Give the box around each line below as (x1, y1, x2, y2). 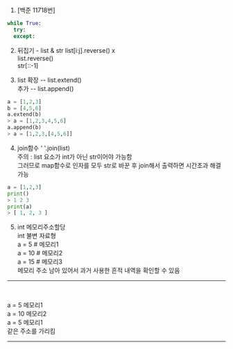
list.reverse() (17, 54, 54, 62)
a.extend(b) (7, 111, 42, 118)
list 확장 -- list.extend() (17, 76, 82, 84)
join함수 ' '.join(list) (17, 144, 71, 152)
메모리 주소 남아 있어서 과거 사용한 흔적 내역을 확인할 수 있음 (17, 266, 180, 275)
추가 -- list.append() (17, 84, 74, 92)
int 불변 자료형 (17, 232, 57, 240)
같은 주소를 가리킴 (7, 327, 55, 335)
